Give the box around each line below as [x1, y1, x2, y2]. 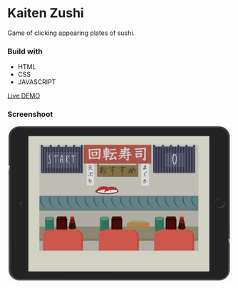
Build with [7, 46, 43, 56]
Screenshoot [7, 109, 53, 119]
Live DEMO [7, 91, 41, 101]
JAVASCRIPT [17, 78, 56, 86]
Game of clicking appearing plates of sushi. [7, 29, 135, 37]
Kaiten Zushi [7, 5, 84, 21]
